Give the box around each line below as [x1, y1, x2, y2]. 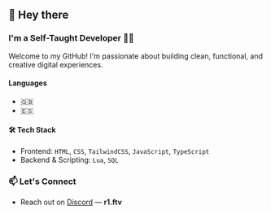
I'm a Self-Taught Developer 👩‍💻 [8, 33, 134, 44]
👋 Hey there [8, 8, 69, 22]
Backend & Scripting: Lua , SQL [20, 155, 120, 165]
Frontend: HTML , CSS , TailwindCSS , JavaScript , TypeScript [20, 146, 210, 156]
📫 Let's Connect [8, 176, 76, 187]
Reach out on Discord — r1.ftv [20, 197, 122, 207]
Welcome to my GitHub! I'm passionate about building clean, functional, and [8, 50, 263, 61]
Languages [8, 78, 47, 88]
